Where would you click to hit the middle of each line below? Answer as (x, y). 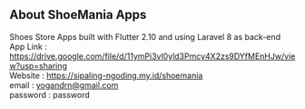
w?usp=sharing (39, 65)
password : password (50, 94)
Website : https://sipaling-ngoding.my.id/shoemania (106, 75)
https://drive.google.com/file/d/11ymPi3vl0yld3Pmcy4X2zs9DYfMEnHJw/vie (152, 56)
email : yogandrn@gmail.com (64, 84)
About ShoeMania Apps (78, 15)
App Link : (28, 46)
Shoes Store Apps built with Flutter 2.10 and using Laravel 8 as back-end (145, 36)
